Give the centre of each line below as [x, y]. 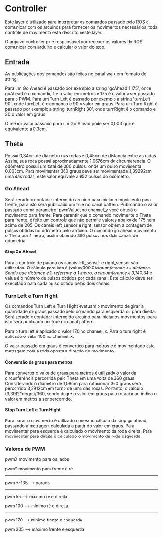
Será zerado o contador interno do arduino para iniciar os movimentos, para [81, 317]
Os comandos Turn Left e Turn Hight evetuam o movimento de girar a [74, 306]
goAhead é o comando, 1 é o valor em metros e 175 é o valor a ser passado [80, 93]
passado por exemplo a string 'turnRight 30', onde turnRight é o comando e [81, 109]
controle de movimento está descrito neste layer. [54, 32]
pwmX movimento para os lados [37, 459]
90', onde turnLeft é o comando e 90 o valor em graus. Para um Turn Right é [81, 104]
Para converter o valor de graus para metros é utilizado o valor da [71, 373]
